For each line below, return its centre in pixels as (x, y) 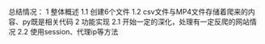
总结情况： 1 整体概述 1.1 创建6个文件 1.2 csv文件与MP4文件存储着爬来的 (128, 12)
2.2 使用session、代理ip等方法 (68, 32)
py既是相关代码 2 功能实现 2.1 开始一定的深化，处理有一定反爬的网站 (136, 22)
